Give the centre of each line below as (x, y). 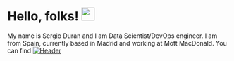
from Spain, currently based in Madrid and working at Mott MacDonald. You (117, 43)
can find (19, 50)
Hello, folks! (43, 16)
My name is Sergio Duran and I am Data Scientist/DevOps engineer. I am (112, 36)
